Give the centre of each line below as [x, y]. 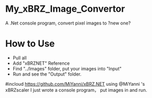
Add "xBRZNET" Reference [41, 63]
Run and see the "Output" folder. [47, 74]
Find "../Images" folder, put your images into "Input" [67, 68]
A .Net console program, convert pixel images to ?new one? [68, 23]
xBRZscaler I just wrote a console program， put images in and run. [76, 90]
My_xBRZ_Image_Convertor [65, 9]
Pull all [20, 58]
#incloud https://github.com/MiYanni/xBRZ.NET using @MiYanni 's [75, 84]
